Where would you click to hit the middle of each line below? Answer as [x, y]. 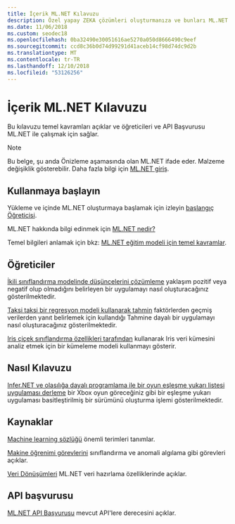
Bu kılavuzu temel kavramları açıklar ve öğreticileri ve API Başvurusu [106, 126]
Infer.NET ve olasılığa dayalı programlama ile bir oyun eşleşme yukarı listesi [116, 385]
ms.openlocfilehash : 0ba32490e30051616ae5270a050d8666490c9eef [102, 40]
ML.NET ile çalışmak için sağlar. [53, 134]
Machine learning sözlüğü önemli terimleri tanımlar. [81, 439]
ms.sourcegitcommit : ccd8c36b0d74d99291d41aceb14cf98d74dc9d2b [102, 46]
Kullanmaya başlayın [54, 191]
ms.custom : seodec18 [38, 33]
